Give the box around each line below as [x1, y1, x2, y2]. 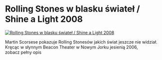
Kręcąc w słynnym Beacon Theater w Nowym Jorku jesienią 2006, [5, 44, 138, 50]
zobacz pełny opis [5, 49, 42, 55]
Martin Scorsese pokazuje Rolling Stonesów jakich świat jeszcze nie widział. [5, 39, 158, 45]
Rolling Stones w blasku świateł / [5, 3, 140, 15]
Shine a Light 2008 [5, 14, 83, 25]
